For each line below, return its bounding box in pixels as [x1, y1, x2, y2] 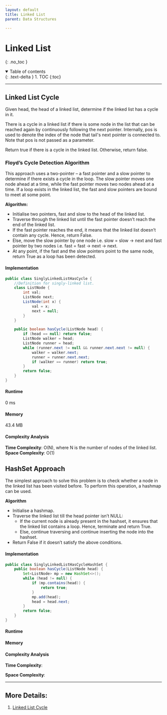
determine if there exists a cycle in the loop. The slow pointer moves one [5, 176, 154, 182]
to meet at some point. [5, 192, 51, 198]
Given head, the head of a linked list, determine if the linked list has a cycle [5, 106, 159, 112]
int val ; [23, 290, 41, 295]
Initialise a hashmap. [12, 507, 55, 514]
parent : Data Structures [5, 16, 57, 21]
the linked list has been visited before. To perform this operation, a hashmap [5, 483, 162, 489]
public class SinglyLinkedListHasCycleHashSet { [5, 562, 108, 567]
